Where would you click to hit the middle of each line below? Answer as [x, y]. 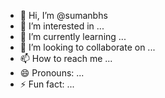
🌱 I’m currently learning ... [73, 36]
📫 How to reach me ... [66, 58]
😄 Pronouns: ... [52, 73]
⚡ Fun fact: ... [47, 84]
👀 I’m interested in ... [62, 26]
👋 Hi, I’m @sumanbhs [63, 15]
